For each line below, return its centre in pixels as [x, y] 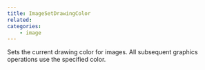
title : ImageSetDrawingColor [49, 13]
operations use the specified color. [57, 60]
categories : [24, 26]
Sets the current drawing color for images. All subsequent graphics [102, 52]
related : [20, 20]
